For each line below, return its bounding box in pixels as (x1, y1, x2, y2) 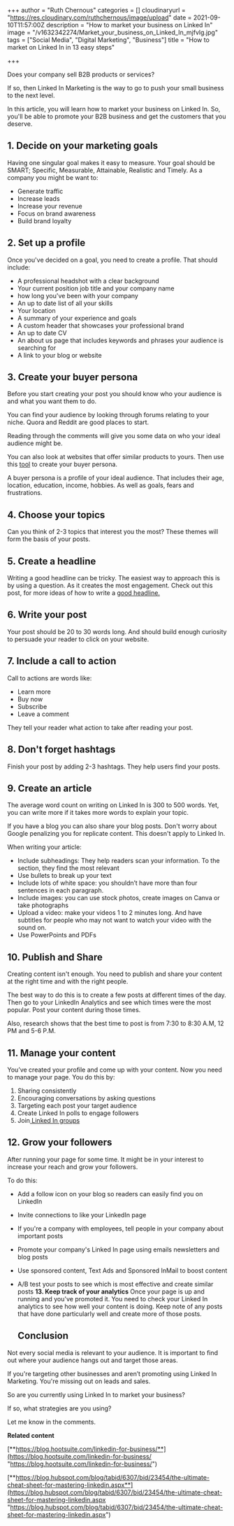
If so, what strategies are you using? (7, 1403, 112, 1413)
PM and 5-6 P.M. (7, 1027, 56, 1035)
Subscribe (17, 702, 47, 710)
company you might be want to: (7, 173, 98, 181)
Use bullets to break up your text (17, 871, 112, 880)
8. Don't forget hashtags (7, 743, 116, 755)
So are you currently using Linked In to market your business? (7, 1390, 185, 1399)
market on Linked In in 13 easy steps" (7, 43, 115, 51)
